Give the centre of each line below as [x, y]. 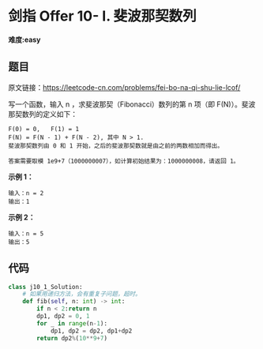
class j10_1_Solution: [45, 287]
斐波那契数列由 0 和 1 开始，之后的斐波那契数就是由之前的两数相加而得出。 [116, 146]
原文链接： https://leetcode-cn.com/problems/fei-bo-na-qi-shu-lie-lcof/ [124, 87]
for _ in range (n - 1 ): [72, 323]
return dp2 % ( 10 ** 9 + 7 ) [72, 338]
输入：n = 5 [26, 234]
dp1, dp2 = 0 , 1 [63, 317]
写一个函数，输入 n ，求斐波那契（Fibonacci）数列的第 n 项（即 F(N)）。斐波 [132, 104]
